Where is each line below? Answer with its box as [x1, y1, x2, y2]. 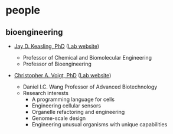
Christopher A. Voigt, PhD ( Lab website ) [14, 72, 112, 79]
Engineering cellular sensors [31, 102, 102, 109]
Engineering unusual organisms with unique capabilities [31, 121, 168, 128]
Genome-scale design [31, 115, 86, 122]
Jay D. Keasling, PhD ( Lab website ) [14, 43, 100, 50]
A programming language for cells [31, 96, 115, 103]
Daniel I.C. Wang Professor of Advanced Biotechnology [22, 83, 158, 90]
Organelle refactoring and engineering [31, 109, 125, 115]
